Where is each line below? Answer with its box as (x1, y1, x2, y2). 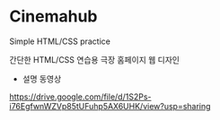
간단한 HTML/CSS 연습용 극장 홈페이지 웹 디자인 (9, 54, 180, 64)
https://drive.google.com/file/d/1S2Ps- (9, 91, 152, 102)
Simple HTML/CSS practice (9, 36, 110, 47)
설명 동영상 (22, 73, 62, 84)
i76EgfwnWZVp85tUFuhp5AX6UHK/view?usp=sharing (9, 100, 211, 111)
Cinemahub (9, 6, 98, 27)
